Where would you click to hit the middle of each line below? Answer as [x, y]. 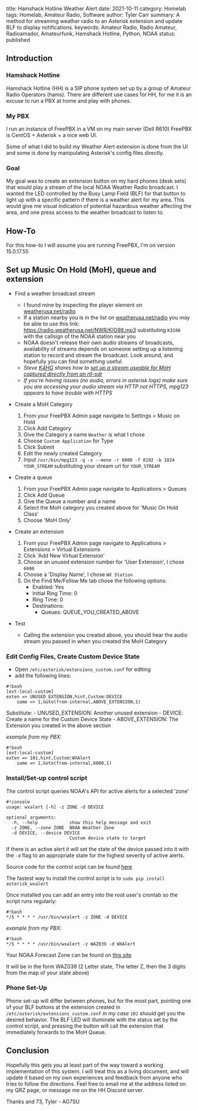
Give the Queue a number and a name [70, 501]
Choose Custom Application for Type [68, 441]
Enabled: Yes [48, 587]
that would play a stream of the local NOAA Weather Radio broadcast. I [92, 187]
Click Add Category [47, 428]
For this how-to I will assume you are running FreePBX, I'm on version [91, 245]
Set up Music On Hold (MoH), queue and [81, 270]
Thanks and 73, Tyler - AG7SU [43, 1102]
